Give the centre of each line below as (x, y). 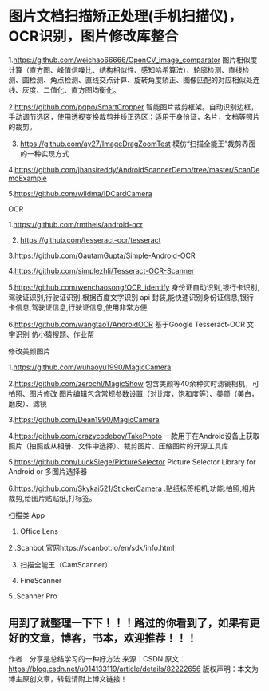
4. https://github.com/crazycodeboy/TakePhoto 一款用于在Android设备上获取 (134, 436)
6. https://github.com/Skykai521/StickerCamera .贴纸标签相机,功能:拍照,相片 (132, 488)
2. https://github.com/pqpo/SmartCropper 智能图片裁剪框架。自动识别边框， (133, 107)
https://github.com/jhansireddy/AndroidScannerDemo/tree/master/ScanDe (137, 169)
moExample (28, 178)
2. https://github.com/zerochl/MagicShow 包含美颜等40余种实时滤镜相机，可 (134, 383)
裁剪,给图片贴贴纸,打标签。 (53, 498)
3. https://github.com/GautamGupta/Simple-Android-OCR (102, 255)
